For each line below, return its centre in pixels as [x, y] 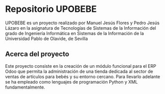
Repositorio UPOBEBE [51, 9]
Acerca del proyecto [37, 54]
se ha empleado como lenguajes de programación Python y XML [72, 82]
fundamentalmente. [25, 87]
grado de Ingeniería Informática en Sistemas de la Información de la [75, 33]
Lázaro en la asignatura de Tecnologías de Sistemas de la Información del [81, 28]
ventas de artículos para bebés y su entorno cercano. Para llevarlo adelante [83, 76]
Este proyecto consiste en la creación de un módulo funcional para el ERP [81, 66]
